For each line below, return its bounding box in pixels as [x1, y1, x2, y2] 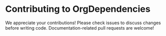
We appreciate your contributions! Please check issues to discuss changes [5, 20, 161, 26]
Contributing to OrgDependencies [5, 3, 150, 15]
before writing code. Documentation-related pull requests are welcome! [5, 25, 154, 31]
